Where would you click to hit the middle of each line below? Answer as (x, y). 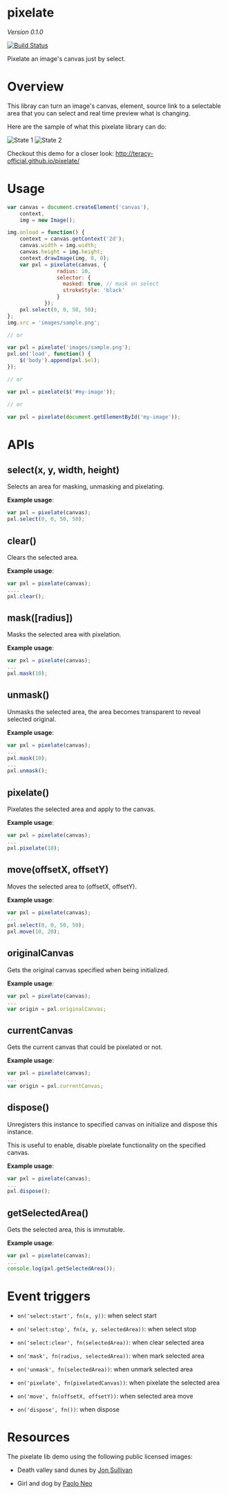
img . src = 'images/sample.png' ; (54, 322)
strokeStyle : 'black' (94, 291)
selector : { (74, 277)
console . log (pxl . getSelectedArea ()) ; (61, 1268)
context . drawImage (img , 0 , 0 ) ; (65, 258)
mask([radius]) (40, 618)
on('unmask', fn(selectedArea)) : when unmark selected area (105, 1369)
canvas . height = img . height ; (61, 252)
